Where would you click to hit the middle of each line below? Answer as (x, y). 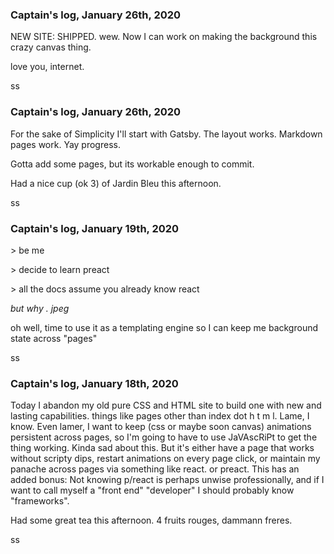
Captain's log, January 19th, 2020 (95, 228)
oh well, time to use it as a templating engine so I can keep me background (164, 327)
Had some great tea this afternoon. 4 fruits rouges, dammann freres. (151, 520)
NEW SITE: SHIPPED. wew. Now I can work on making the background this (164, 37)
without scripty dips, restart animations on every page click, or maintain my (165, 459)
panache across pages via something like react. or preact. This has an (155, 469)
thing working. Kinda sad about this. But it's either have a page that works (162, 448)
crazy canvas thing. (51, 47)
